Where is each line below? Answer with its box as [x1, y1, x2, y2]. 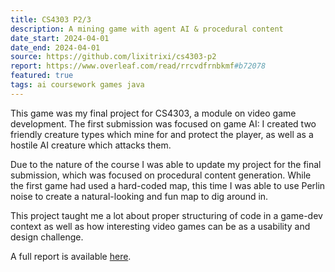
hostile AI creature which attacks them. [10, 139, 172, 151]
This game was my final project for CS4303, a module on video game [10, 107, 297, 119]
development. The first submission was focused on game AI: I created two [10, 117, 317, 130]
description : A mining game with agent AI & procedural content [10, 24, 284, 34]
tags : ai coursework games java [10, 80, 145, 90]
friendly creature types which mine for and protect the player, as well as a [10, 128, 314, 140]
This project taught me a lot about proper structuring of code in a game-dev [10, 209, 323, 221]
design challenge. [10, 231, 84, 243]
